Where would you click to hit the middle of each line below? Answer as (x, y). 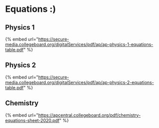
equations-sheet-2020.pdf (32, 120)
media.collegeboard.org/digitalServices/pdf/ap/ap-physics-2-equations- (79, 82)
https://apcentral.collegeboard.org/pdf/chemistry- (89, 115)
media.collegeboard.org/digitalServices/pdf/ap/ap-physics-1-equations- (79, 44)
